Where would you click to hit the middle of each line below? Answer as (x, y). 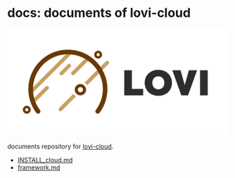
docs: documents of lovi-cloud (99, 13)
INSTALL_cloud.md (45, 160)
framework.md (39, 167)
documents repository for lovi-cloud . (61, 146)
